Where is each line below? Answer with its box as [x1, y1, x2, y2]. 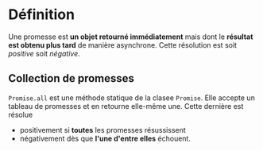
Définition [8, 6, 75, 24]
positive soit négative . [8, 48, 81, 58]
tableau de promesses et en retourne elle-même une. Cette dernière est [8, 101, 244, 110]
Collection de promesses [8, 72, 135, 85]
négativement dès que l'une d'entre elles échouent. [19, 134, 191, 143]
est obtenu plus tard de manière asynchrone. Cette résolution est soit [8, 40, 237, 49]
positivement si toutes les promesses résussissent [19, 125, 187, 134]
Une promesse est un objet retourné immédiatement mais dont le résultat [8, 32, 253, 41]
